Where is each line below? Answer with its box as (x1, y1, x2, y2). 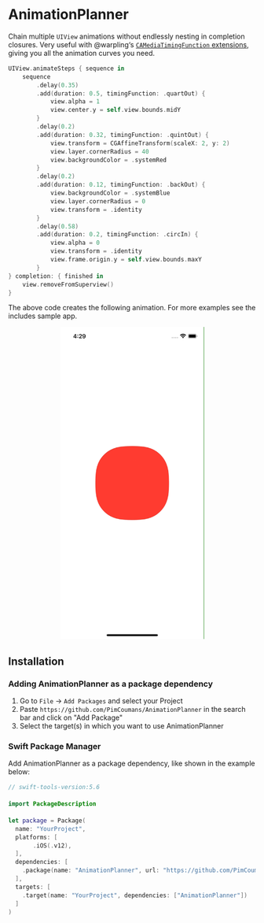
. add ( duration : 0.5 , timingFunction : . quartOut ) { (36, 89, 206, 98)
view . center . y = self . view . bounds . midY (49, 106, 181, 114)
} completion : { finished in (8, 272, 104, 280)
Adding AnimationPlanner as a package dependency (8, 678, 214, 689)
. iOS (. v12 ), (32, 841, 72, 850)
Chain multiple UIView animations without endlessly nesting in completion (8, 32, 245, 41)
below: (8, 767, 30, 777)
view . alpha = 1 (49, 98, 101, 106)
